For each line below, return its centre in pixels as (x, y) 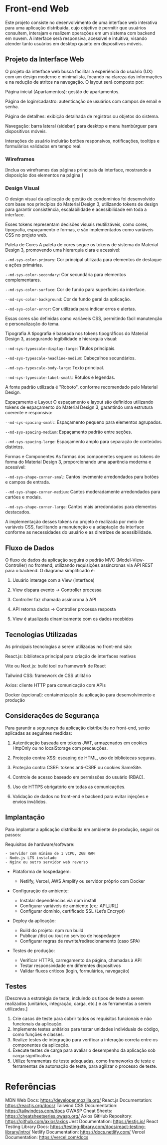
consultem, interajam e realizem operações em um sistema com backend (80, 33)
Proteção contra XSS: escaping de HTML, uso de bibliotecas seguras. (84, 758)
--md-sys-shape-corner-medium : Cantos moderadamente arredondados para (83, 492)
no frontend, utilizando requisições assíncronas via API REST (91, 565)
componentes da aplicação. (41, 1045)
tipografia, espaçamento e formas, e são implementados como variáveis (79, 230)
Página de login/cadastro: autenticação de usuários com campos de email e (83, 101)
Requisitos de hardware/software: (40, 844)
